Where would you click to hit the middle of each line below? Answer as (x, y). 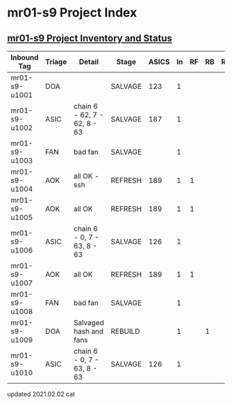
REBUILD (125, 331)
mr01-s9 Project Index (72, 13)
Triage (56, 62)
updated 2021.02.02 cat (41, 394)
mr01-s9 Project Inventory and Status (90, 38)
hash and (88, 331)
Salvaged (89, 323)
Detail (89, 62)
